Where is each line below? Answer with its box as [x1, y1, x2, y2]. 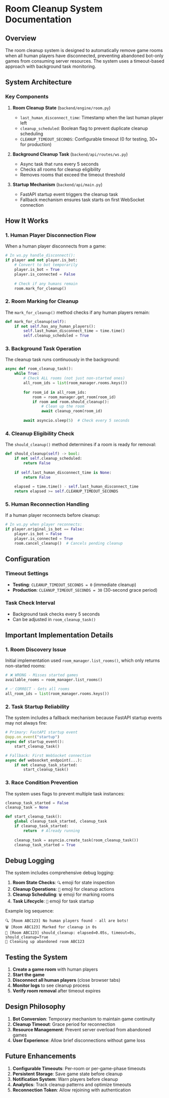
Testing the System [5, 953, 68, 962]
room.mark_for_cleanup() [14, 286, 67, 291]
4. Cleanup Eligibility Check [5, 430, 75, 437]
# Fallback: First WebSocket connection [5, 753, 92, 758]
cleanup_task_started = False [5, 800, 69, 805]
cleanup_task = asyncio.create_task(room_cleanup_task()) [14, 837, 139, 843]
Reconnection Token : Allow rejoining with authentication [12, 1087, 131, 1093]
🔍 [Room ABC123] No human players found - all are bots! [5, 918, 129, 924]
